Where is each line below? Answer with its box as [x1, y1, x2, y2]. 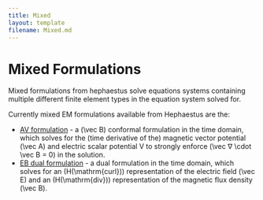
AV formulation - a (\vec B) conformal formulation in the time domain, [19, 125, 244, 135]
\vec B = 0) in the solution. [19, 150, 106, 160]
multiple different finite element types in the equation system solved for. [8, 94, 242, 104]
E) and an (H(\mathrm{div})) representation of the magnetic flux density [19, 175, 254, 185]
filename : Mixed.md [8, 26, 72, 34]
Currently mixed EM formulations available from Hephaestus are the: [8, 109, 231, 119]
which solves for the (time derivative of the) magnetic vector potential [19, 133, 246, 143]
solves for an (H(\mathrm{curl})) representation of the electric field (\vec [19, 167, 256, 176]
